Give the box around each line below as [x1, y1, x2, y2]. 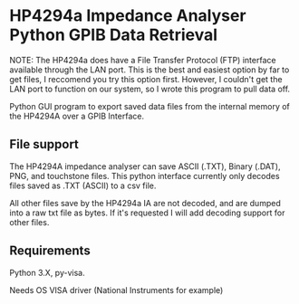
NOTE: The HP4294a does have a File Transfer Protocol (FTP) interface [9, 54, 276, 65]
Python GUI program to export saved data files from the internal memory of [9, 100, 290, 111]
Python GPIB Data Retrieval [9, 24, 218, 45]
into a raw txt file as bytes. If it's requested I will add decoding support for [9, 207, 285, 218]
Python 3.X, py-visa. [9, 267, 85, 278]
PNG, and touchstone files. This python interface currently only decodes [9, 170, 280, 181]
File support [9, 137, 80, 152]
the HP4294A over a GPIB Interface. [9, 110, 145, 121]
